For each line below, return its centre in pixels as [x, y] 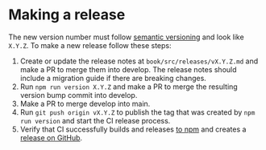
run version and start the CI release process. [95, 120]
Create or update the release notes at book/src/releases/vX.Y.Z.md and [139, 61]
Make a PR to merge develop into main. [85, 103]
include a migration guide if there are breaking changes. [113, 78]
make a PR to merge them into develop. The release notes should [128, 69]
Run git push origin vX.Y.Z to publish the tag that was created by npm [137, 112]
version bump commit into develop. [79, 95]
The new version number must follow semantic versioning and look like [126, 37]
